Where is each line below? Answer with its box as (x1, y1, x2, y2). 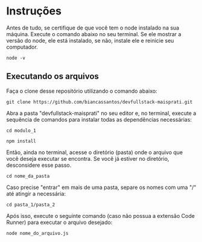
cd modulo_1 (6, 128, 36, 134)
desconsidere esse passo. (6, 161, 72, 169)
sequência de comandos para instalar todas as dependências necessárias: (6, 116, 192, 123)
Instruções (6, 4, 62, 18)
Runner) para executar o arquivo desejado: (6, 219, 113, 226)
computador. (6, 43, 38, 51)
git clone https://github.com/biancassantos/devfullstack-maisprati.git (6, 99, 193, 105)
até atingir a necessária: (6, 190, 66, 197)
